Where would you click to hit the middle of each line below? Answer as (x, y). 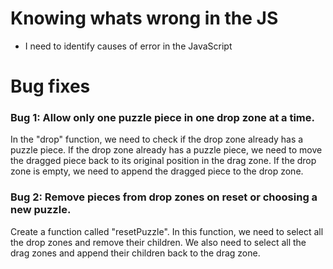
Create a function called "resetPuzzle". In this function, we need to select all (167, 231)
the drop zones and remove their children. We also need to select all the (158, 242)
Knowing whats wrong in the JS (144, 18)
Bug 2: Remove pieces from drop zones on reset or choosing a (164, 197)
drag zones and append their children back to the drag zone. (135, 253)
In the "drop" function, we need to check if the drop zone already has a (157, 139)
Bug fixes (50, 86)
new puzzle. (41, 210)
